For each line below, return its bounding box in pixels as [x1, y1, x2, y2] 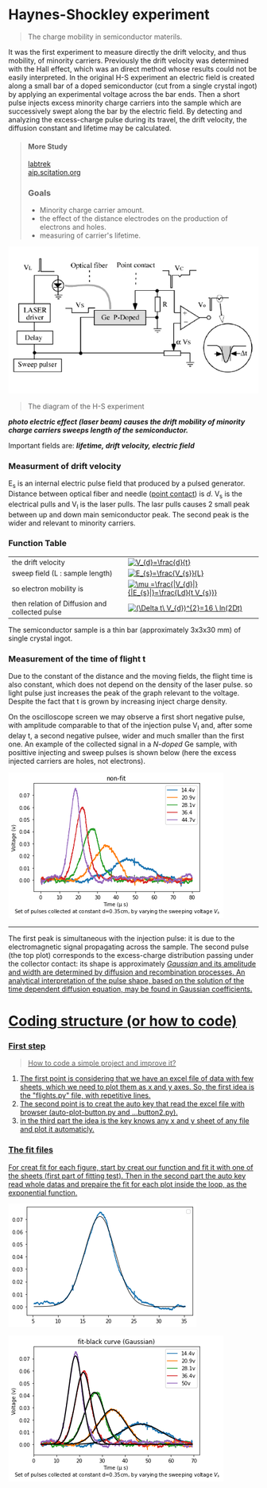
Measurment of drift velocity [8, 460, 122, 471]
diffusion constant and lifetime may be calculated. [8, 123, 172, 133]
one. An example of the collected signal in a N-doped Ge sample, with [8, 739, 238, 749]
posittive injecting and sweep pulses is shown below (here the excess [8, 747, 237, 757]
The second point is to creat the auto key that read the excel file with [19, 1099, 245, 1109]
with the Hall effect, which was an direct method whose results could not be [8, 64, 257, 73]
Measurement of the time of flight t [8, 653, 146, 665]
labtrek [27, 159, 52, 169]
